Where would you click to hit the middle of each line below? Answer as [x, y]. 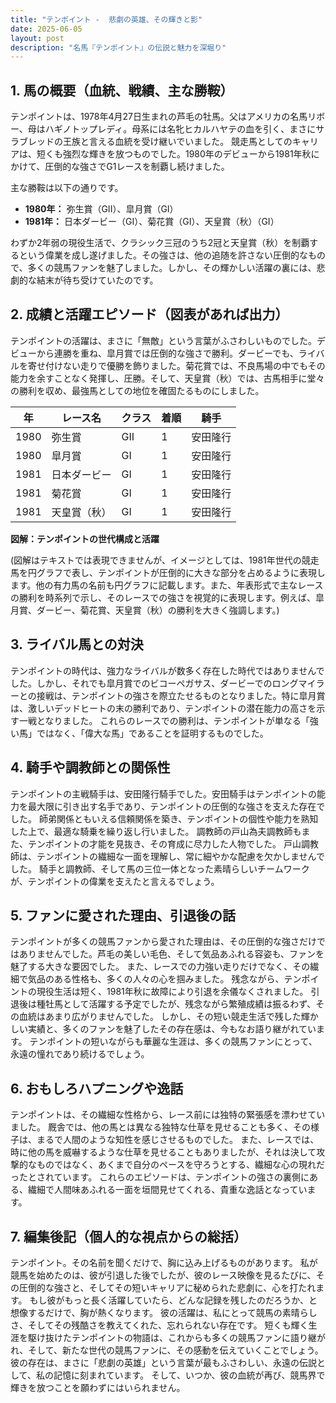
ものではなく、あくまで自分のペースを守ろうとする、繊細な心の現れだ [180, 1165]
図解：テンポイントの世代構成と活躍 [85, 538]
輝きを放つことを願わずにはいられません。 [98, 1387]
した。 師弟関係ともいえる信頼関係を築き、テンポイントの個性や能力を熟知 [164, 818]
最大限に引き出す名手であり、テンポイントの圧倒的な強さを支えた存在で [176, 806]
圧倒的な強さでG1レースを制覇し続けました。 [137, 167]
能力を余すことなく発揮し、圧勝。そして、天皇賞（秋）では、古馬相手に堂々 [167, 378]
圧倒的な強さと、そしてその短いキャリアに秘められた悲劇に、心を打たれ [167, 1287]
